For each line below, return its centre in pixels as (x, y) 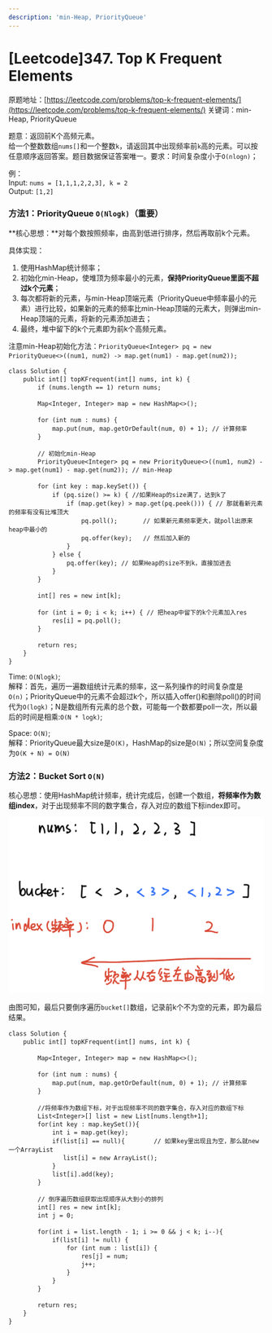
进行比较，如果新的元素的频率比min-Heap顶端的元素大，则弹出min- (148, 308)
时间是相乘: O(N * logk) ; (63, 716)
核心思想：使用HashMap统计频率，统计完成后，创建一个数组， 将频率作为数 (135, 795)
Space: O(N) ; (30, 732)
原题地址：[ (28, 99)
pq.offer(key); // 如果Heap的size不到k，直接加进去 (149, 563)
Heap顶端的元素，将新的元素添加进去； (86, 319)
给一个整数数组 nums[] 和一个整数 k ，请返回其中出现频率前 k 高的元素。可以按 (133, 146)
